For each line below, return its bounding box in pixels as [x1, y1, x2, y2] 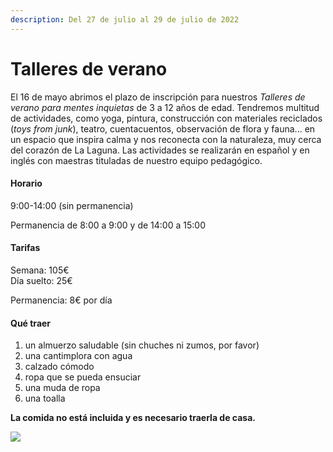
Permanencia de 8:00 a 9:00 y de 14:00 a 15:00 [10, 219, 206, 231]
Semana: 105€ [10, 264, 70, 276]
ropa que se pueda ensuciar [24, 371, 142, 383]
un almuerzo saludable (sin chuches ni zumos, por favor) [24, 339, 260, 351]
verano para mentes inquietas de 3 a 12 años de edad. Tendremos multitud [10, 101, 320, 113]
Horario [10, 177, 43, 190]
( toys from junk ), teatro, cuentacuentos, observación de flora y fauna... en [10, 122, 316, 135]
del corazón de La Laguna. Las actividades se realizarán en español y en [10, 144, 310, 156]
